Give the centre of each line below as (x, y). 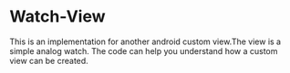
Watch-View (58, 17)
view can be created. (49, 60)
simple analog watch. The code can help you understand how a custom (144, 50)
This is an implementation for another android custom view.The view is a (145, 41)
